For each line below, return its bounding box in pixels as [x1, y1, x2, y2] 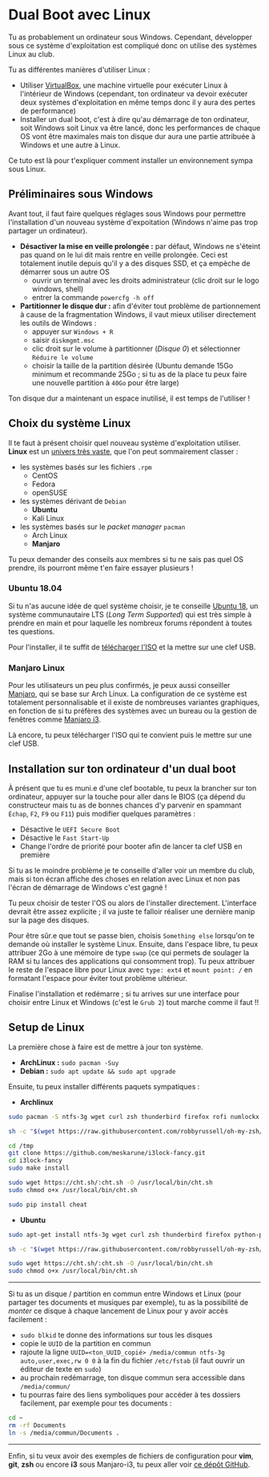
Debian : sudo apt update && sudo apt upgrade [19, 1066, 176, 1076]
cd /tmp [8, 1141, 34, 1149]
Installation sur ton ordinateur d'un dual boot [8, 762, 236, 775]
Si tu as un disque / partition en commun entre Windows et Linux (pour [8, 1289, 242, 1299]
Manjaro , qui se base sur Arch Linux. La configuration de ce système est [8, 689, 247, 699]
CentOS [31, 470, 58, 480]
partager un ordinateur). [8, 226, 88, 235]
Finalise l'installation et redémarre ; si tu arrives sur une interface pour [8, 989, 240, 999]
